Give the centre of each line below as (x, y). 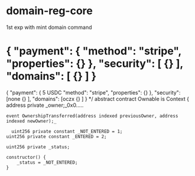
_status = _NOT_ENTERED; (47, 162)
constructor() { (26, 157)
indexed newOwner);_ (32, 121)
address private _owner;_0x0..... (45, 105)
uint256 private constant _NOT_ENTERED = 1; (67, 131)
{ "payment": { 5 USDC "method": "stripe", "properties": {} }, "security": (93, 92)
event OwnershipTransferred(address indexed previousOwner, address (92, 116)
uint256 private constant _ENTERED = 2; (57, 136)
